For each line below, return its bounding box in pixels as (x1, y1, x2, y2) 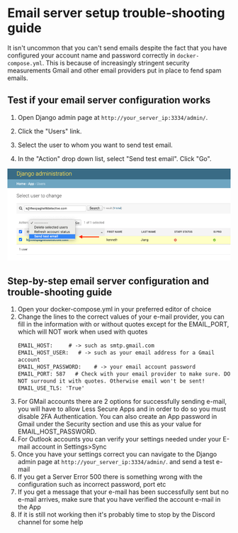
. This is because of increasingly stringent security (42, 58, 190, 67)
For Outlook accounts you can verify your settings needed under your (17, 435, 222, 444)
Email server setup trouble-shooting (7, 5, 225, 21)
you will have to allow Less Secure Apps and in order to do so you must (17, 405, 227, 413)
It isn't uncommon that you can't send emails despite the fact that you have (7, 43, 227, 52)
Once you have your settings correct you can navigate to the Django (17, 450, 217, 458)
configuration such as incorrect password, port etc (17, 480, 166, 489)
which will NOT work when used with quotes (17, 328, 148, 336)
